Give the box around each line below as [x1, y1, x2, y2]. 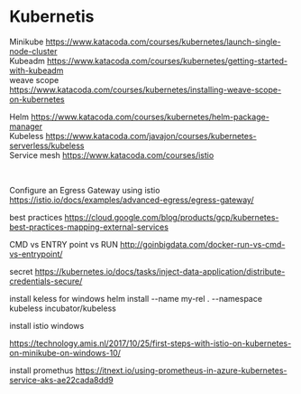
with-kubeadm [9, 65, 64, 76]
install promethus [9, 364, 74, 376]
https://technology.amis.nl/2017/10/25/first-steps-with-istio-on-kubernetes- [9, 337, 292, 349]
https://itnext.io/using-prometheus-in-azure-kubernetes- [75, 364, 287, 376]
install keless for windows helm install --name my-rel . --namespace [9, 293, 263, 304]
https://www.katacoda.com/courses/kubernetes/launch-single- [45, 36, 281, 47]
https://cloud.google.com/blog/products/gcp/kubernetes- [64, 211, 279, 222]
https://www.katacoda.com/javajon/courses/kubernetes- [45, 130, 257, 141]
